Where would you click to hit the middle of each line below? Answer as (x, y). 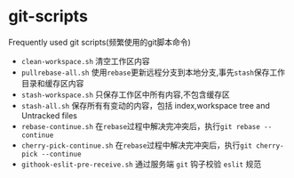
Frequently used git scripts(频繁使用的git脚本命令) (100, 42)
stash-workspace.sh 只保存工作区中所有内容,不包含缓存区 (125, 94)
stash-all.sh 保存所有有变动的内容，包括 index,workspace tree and (145, 105)
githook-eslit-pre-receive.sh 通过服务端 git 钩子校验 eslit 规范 (141, 164)
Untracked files (49, 115)
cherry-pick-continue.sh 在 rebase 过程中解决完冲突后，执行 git (136, 145)
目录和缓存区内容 (52, 83)
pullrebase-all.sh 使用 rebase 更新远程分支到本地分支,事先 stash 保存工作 (153, 72)
